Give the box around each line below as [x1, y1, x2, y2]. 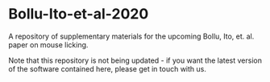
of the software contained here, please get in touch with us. [8, 64, 207, 73]
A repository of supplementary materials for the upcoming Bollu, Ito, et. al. [8, 31, 255, 41]
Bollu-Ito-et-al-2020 [8, 5, 149, 23]
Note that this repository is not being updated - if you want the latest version [8, 55, 262, 65]
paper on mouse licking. [8, 39, 89, 49]
